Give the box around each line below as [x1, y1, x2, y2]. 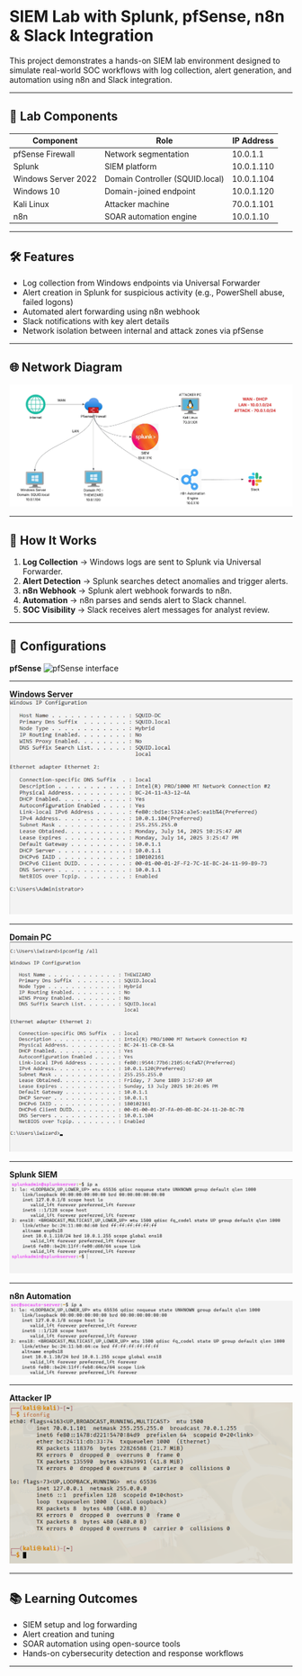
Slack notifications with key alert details [22, 316, 170, 327]
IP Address [232, 135, 274, 146]
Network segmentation [104, 149, 190, 159]
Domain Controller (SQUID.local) [104, 174, 225, 184]
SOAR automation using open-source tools [22, 1638, 182, 1649]
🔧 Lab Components [9, 109, 119, 124]
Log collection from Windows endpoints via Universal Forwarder [22, 277, 261, 289]
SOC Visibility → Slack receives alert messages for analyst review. [22, 604, 271, 615]
